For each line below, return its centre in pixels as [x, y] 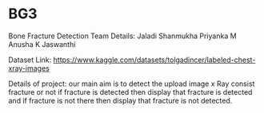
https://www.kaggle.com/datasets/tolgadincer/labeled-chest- [154, 60]
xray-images [29, 68]
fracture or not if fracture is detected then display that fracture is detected [130, 92]
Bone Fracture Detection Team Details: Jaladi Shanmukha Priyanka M [123, 36]
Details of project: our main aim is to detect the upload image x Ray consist [132, 84]
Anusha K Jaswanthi [42, 44]
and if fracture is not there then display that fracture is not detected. [120, 100]
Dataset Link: [30, 60]
